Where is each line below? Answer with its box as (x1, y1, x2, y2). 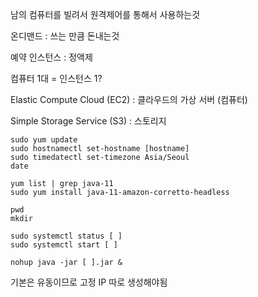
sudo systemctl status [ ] (10, 231, 123, 241)
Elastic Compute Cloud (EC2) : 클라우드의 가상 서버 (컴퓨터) (10, 94, 248, 105)
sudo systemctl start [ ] (10, 240, 118, 250)
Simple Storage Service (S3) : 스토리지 (10, 115, 167, 127)
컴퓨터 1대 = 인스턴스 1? (10, 73, 103, 84)
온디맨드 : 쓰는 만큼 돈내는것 (10, 30, 120, 42)
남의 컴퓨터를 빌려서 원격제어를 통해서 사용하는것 (10, 9, 201, 20)
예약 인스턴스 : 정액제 (10, 51, 93, 63)
